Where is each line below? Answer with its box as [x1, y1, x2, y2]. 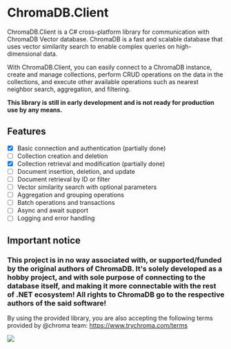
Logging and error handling [17, 214, 95, 222]
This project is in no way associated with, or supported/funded [7, 255, 222, 265]
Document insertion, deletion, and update [17, 167, 136, 175]
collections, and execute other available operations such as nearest [7, 77, 199, 86]
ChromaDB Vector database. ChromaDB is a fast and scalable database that [7, 34, 223, 43]
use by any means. [7, 106, 63, 114]
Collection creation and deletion [17, 152, 108, 160]
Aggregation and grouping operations [17, 191, 124, 199]
